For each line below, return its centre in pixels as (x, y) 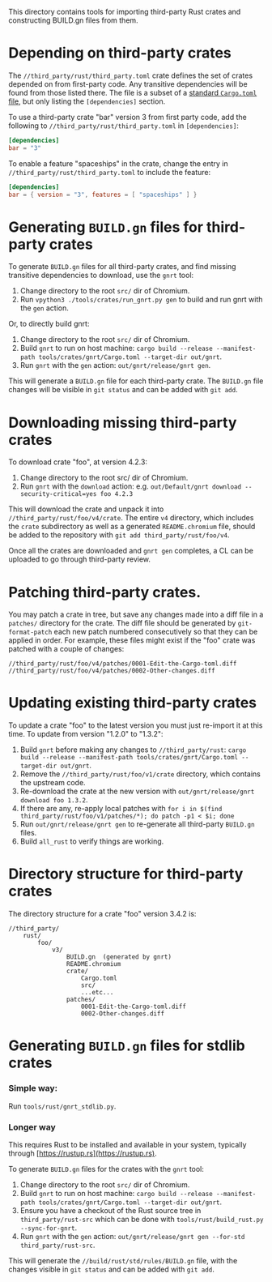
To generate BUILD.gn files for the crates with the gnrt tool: (106, 1169)
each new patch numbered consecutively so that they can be (156, 632)
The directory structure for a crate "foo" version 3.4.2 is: (102, 914)
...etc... (97, 993)
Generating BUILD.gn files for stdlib (127, 1046)
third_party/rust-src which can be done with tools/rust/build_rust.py (142, 1219)
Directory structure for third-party (126, 874)
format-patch (30, 632)
